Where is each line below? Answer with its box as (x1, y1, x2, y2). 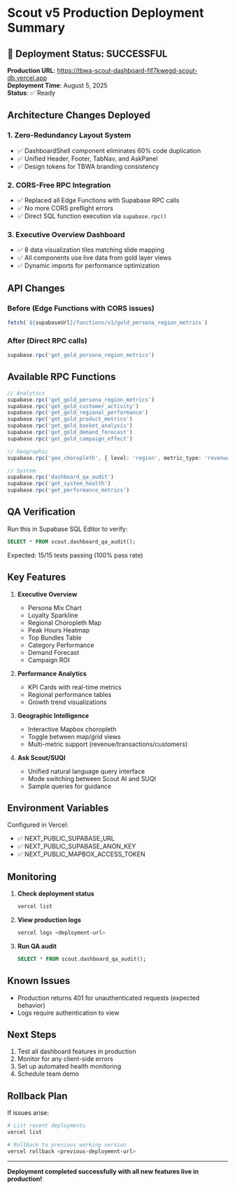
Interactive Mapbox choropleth (27, 724, 117, 733)
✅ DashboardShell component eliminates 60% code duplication (17, 146, 201, 155)
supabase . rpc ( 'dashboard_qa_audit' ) (7, 473, 114, 481)
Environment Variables (7, 802, 109, 814)
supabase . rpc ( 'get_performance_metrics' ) (7, 487, 130, 494)
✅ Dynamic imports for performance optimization (17, 262, 159, 270)
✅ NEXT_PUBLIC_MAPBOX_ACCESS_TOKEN (17, 850, 145, 858)
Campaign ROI (27, 656, 70, 664)
